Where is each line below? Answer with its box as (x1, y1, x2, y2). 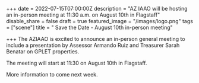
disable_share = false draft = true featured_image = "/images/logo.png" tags (6, 18, 193, 24)
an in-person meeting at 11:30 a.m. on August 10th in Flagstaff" (6, 11, 160, 18)
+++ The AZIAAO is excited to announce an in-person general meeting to (6, 36, 185, 42)
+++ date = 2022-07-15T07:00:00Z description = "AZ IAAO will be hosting (6, 5, 188, 12)
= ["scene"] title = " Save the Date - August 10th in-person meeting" (6, 24, 173, 31)
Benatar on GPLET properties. (6, 48, 80, 55)
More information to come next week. (6, 71, 98, 78)
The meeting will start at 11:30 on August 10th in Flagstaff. (6, 59, 147, 66)
